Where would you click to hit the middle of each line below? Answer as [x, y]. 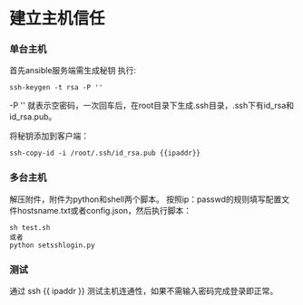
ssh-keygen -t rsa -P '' [56, 88]
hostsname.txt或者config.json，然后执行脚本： [104, 210]
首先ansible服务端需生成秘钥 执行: [73, 71]
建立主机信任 [58, 19]
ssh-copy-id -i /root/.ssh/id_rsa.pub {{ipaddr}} [105, 153]
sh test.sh [30, 227]
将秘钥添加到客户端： [49, 136]
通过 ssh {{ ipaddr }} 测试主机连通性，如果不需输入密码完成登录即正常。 [144, 291]
